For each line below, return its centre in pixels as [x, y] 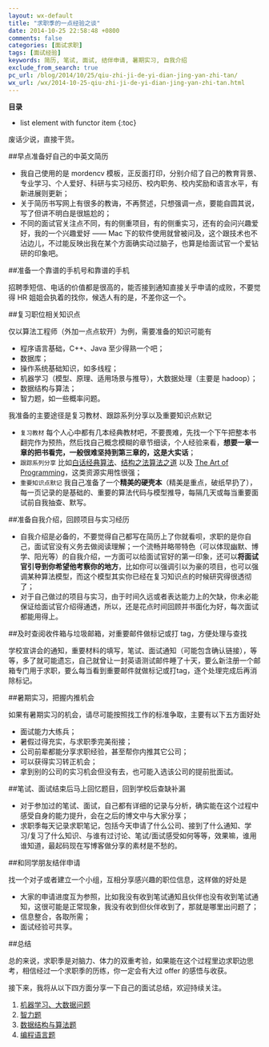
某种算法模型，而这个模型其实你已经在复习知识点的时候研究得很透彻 [139, 576]
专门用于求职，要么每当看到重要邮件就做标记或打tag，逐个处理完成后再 [132, 670]
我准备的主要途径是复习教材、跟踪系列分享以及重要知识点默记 [110, 415]
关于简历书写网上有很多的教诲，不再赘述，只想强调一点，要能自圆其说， [139, 203]
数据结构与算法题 [48, 1025]
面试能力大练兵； [48, 731]
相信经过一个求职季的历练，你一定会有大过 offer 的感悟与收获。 [127, 970]
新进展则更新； [44, 193]
